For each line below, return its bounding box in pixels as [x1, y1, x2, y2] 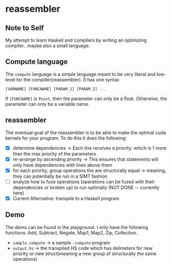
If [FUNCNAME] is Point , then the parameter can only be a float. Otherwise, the [5, 96, 167, 102]
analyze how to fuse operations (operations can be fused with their [12, 178, 155, 185]
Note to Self [5, 24, 44, 32]
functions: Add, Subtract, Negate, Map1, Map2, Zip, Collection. [5, 230, 138, 236]
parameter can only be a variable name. [5, 101, 90, 107]
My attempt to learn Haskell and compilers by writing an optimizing [5, 37, 147, 43]
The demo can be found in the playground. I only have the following [5, 224, 148, 230]
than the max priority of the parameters [12, 150, 97, 157]
